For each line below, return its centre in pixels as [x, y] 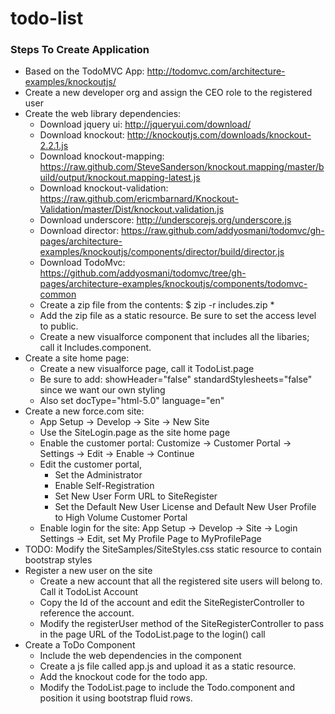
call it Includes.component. [95, 348]
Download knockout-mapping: [102, 156]
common [58, 294]
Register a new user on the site [88, 571]
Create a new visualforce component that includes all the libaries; [174, 337]
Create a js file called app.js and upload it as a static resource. [168, 666]
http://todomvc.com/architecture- [216, 71]
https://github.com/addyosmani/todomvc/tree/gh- [143, 273]
